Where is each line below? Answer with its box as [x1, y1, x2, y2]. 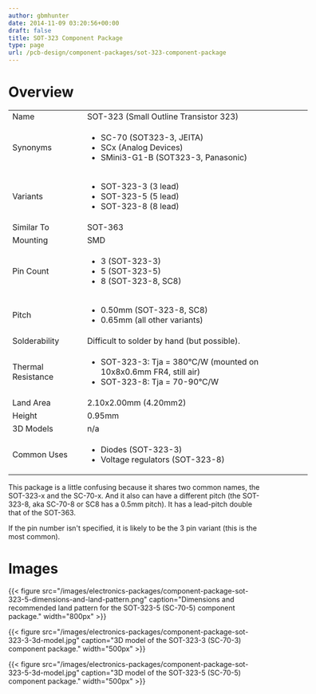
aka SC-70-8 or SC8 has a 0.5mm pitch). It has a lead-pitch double [32, 499, 253, 509]
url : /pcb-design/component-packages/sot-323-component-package [8, 49, 227, 57]
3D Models [12, 423, 53, 434]
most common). [8, 531, 61, 541]
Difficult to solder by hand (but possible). [87, 335, 241, 346]
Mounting [12, 235, 49, 246]
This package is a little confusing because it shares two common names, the [8, 482, 260, 491]
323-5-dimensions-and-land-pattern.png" [8, 594, 148, 604]
